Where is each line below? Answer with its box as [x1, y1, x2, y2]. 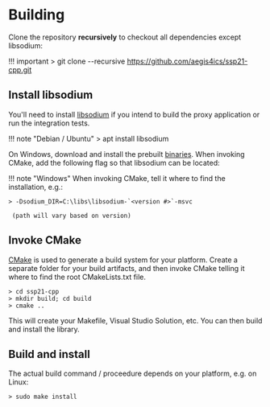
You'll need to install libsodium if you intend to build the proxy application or [8, 109, 260, 119]
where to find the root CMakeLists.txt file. [8, 272, 147, 282]
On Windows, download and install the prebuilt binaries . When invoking [8, 149, 245, 158]
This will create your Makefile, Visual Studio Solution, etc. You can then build [8, 315, 263, 325]
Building [8, 6, 65, 24]
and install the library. [8, 324, 81, 334]
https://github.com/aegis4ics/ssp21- [127, 56, 248, 66]
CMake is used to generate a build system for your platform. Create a [8, 255, 238, 265]
